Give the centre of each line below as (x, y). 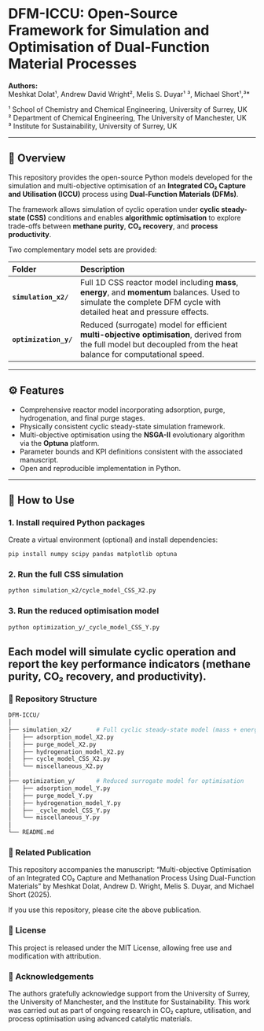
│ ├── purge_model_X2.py (52, 744)
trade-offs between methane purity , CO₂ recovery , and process (113, 226)
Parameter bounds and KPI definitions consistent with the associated (131, 451)
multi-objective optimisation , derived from (161, 334)
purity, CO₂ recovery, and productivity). (107, 676)
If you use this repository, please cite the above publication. (105, 910)
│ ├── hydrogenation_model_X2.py (66, 752)
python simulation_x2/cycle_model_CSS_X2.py (82, 591)
